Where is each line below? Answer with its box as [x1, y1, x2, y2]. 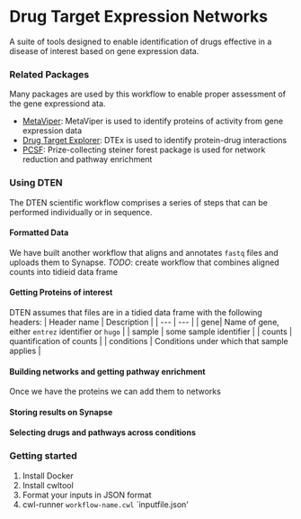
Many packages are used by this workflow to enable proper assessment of [9, 88, 286, 100]
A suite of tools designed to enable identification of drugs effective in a [9, 36, 272, 47]
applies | [9, 345, 41, 356]
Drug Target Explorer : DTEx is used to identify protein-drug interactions [22, 135, 288, 146]
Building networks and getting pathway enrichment [9, 366, 206, 377]
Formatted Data [9, 227, 69, 238]
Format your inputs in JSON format [22, 489, 152, 500]
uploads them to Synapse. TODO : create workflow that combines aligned [9, 257, 280, 268]
